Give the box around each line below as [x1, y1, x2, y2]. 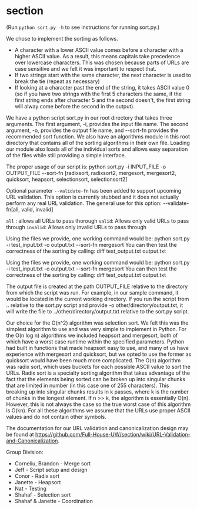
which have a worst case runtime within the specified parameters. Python [6, 338, 185, 345]
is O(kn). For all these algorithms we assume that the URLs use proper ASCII [6, 406, 191, 414]
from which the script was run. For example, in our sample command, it [6, 289, 179, 296]
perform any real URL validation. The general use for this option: [6, 199, 162, 207]
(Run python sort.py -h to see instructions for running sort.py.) [6, 24, 160, 31]
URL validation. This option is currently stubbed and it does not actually [6, 193, 179, 200]
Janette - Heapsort [14, 478, 61, 485]
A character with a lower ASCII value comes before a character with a [14, 46, 183, 54]
